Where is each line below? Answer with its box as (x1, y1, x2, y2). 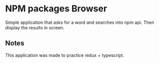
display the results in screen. (5, 24, 64, 30)
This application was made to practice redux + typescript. (5, 52, 124, 58)
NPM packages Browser (5, 3, 107, 14)
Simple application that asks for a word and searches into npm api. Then (5, 19, 154, 25)
